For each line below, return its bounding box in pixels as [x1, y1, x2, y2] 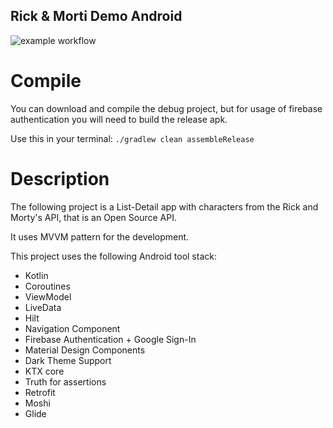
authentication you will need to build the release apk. [10, 113, 228, 125]
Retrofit [24, 386, 56, 398]
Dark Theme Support [24, 354, 112, 366]
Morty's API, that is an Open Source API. [10, 211, 177, 223]
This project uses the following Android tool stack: [10, 250, 217, 262]
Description [10, 167, 110, 190]
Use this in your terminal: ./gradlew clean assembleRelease [10, 132, 255, 144]
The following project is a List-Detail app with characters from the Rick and [10, 200, 319, 213]
